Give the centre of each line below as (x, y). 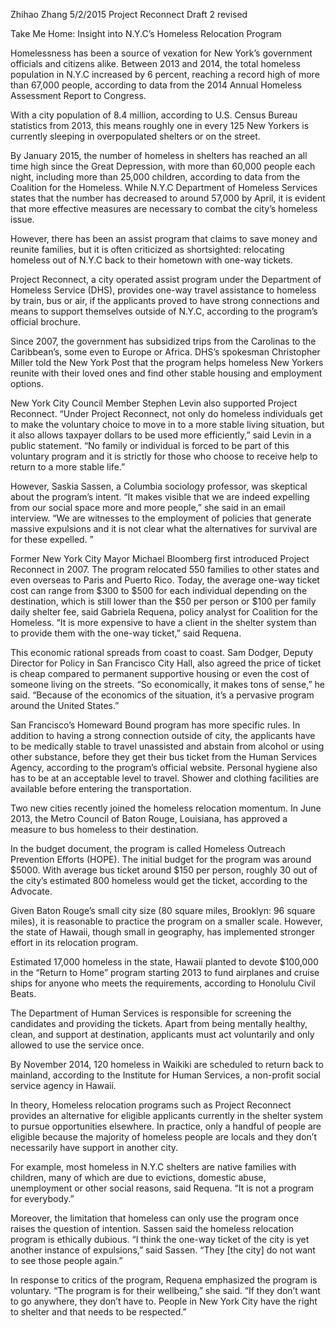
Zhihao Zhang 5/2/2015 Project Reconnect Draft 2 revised (129, 14)
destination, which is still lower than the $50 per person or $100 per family (163, 601)
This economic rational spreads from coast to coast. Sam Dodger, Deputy (162, 652)
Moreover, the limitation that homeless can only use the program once (155, 1218)
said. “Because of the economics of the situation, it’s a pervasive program (162, 695)
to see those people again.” (66, 1260)
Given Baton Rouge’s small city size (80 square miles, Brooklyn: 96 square (163, 910)
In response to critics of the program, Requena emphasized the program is (164, 1280)
